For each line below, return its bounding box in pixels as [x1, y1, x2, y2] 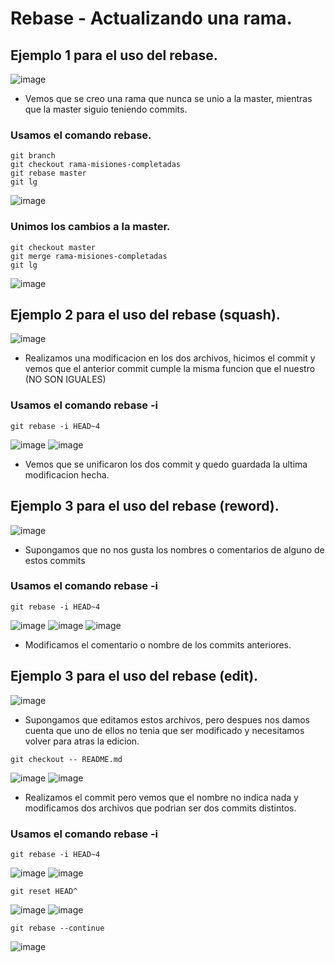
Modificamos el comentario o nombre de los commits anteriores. [24, 638, 292, 651]
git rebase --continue [10, 923, 105, 933]
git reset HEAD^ [10, 886, 78, 896]
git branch [10, 151, 56, 161]
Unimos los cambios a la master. [10, 220, 171, 234]
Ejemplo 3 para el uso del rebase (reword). [10, 498, 280, 515]
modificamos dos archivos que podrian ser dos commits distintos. [24, 802, 297, 814]
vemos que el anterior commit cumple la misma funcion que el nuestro [24, 363, 316, 375]
